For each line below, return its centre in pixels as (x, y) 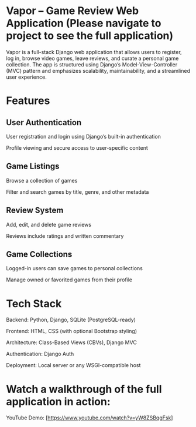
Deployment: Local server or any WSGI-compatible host (73, 365)
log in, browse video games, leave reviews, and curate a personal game (92, 58)
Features (28, 101)
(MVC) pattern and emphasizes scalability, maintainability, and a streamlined (98, 70)
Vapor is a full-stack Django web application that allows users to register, (94, 52)
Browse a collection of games (42, 180)
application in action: (58, 401)
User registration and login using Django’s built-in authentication (83, 136)
